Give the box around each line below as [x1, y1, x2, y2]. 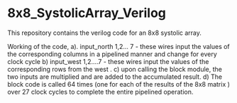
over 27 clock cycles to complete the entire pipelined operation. [7, 87, 194, 96]
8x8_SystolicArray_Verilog [7, 5, 167, 21]
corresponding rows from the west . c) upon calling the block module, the [7, 65, 222, 73]
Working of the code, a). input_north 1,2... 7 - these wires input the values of [7, 42, 231, 50]
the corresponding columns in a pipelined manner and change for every [7, 50, 218, 58]
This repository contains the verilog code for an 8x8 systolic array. [7, 28, 202, 37]
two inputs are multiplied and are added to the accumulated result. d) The [7, 72, 222, 81]
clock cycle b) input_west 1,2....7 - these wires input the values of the [7, 57, 209, 65]
